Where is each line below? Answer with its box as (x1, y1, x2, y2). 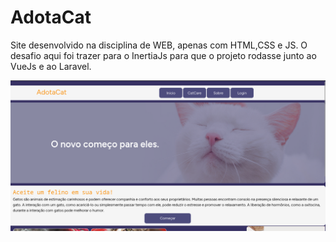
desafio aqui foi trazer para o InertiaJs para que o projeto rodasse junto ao (10, 49, 317, 61)
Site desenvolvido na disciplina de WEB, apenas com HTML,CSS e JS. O (10, 39, 308, 51)
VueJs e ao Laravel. (10, 60, 92, 72)
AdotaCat (10, 6, 92, 29)
